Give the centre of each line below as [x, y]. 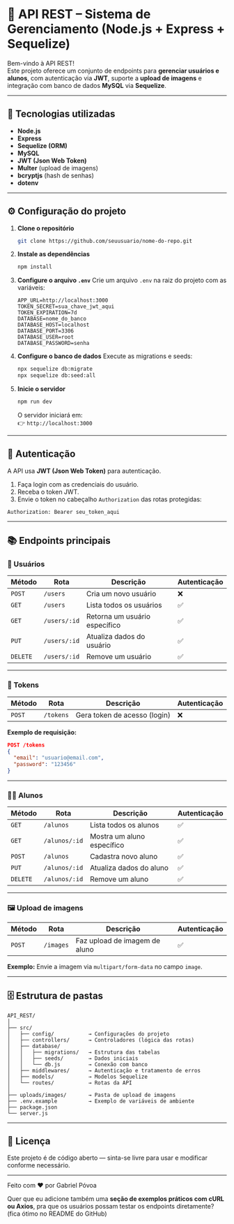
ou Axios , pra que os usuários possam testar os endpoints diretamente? [111, 1207]
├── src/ [20, 1028]
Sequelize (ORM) [42, 145]
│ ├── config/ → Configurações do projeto [88, 1034]
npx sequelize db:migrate [55, 369]
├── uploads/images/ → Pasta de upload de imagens [92, 1095]
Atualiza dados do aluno [129, 868]
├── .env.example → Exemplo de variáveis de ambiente [101, 1101]
